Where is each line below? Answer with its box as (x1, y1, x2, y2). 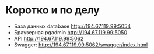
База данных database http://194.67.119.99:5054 (13, 23, 131, 30)
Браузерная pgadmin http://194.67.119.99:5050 (13, 28, 128, 35)
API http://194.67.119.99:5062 (13, 35, 84, 42)
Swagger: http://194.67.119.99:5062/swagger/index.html (13, 41, 148, 48)
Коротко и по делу (5, 3, 100, 17)
